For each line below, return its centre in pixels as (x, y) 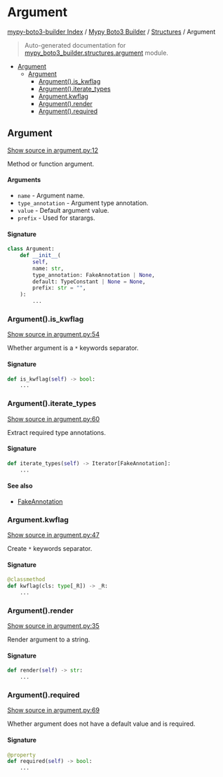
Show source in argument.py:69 (54, 710)
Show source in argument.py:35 (53, 626)
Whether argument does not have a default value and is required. (101, 724)
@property (22, 755)
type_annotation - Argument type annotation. (83, 203)
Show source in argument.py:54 (54, 334)
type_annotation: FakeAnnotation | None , (94, 275)
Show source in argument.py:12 (53, 150)
